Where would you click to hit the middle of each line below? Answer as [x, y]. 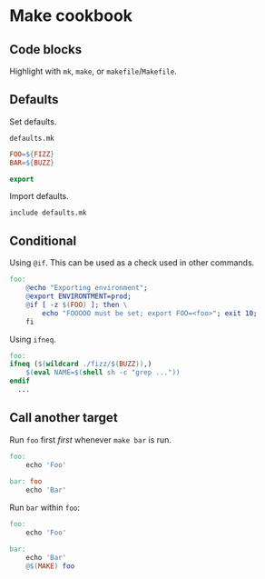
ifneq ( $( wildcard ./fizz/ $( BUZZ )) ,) [81, 364]
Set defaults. [33, 121]
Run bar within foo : [44, 508]
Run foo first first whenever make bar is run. [91, 439]
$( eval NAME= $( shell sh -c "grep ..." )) [103, 373]
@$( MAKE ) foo [50, 566]
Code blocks [46, 50]
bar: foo [26, 482]
